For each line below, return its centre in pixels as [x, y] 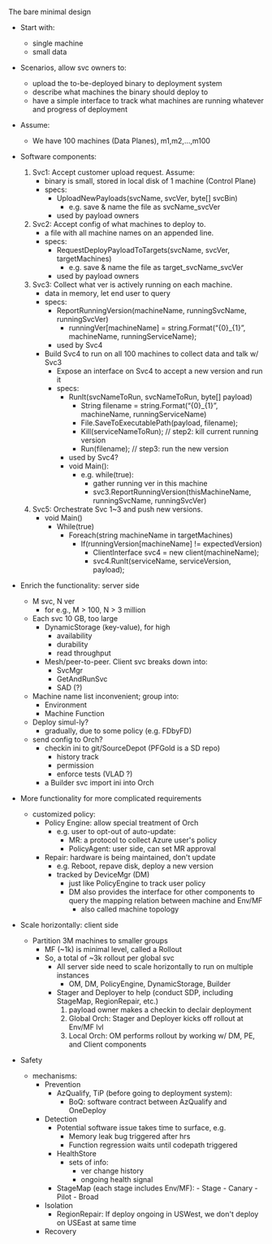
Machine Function [74, 713]
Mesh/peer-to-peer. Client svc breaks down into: [126, 661]
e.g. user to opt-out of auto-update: [116, 831]
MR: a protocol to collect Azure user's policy [143, 840]
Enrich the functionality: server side [80, 585]
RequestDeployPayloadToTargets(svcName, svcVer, [143, 250]
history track [78, 757]
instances [73, 975]
